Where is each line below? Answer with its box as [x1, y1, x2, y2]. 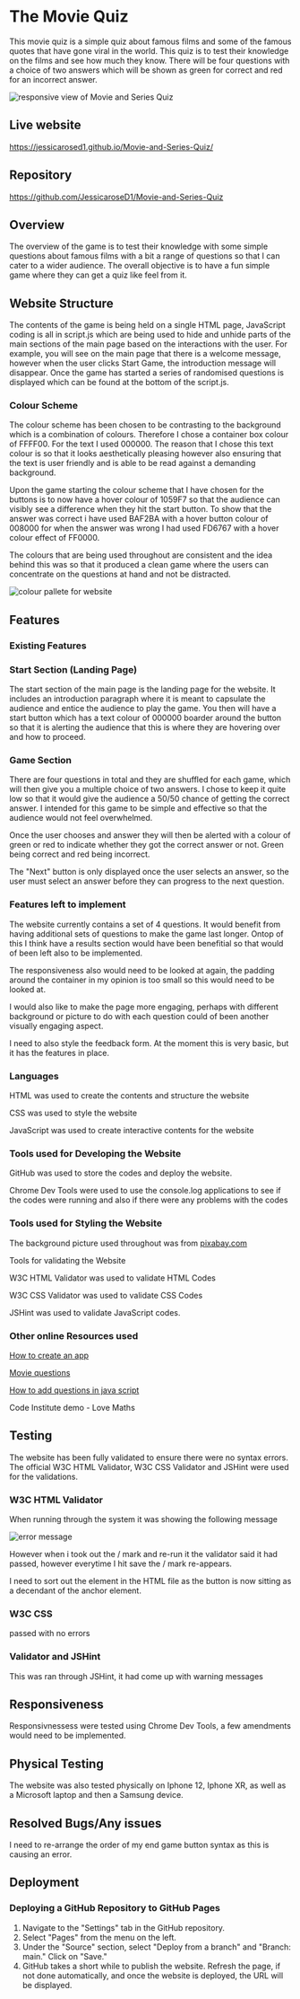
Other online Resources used [9, 1329, 139, 1342]
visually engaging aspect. [9, 1020, 104, 1031]
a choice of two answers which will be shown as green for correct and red [9, 65, 284, 75]
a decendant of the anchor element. [9, 1585, 141, 1596]
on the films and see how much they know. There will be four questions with [9, 55, 290, 66]
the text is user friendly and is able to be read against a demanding [9, 458, 256, 469]
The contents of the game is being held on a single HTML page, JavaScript [9, 320, 286, 330]
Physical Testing [9, 1756, 105, 1771]
